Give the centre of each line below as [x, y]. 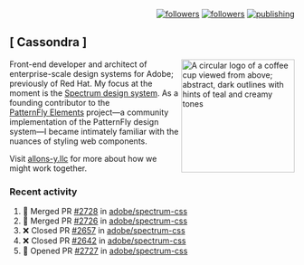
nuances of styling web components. [78, 141]
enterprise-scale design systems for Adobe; [91, 73]
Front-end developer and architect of [78, 64]
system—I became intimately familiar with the [94, 131]
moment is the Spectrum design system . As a [94, 93]
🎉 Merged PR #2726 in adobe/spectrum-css [105, 221]
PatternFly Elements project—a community [89, 112]
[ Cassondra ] [48, 42]
